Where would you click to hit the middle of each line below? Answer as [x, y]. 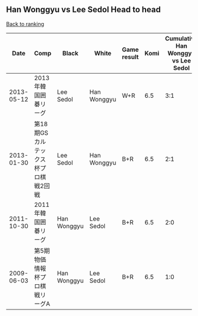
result [130, 57]
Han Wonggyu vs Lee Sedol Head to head [83, 10]
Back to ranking [25, 24]
